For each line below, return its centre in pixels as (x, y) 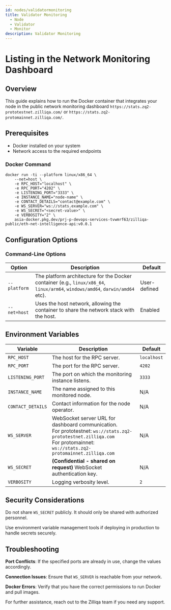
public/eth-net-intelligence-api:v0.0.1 (49, 224)
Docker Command (28, 164)
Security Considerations (45, 500)
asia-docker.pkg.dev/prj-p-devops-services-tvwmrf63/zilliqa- (82, 220)
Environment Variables (42, 334)
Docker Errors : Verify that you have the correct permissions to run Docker (83, 587)
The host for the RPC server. (86, 357)
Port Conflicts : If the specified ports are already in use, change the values (83, 561)
